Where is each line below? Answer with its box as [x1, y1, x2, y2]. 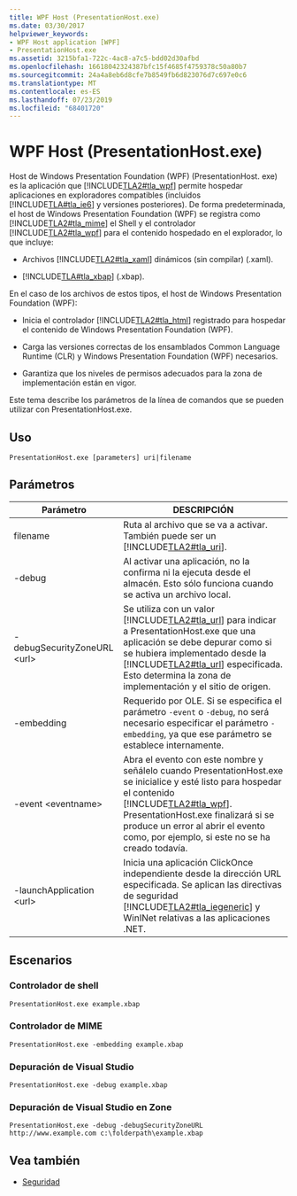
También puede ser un [123, 529, 217, 541]
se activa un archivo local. [123, 588, 232, 601]
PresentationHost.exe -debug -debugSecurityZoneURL [9, 1122, 203, 1130]
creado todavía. [123, 842, 188, 854]
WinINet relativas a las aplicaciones [123, 912, 270, 924]
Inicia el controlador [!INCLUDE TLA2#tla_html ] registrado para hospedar [21, 315, 286, 326]
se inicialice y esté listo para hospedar [123, 775, 282, 788]
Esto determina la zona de [123, 669, 232, 681]
